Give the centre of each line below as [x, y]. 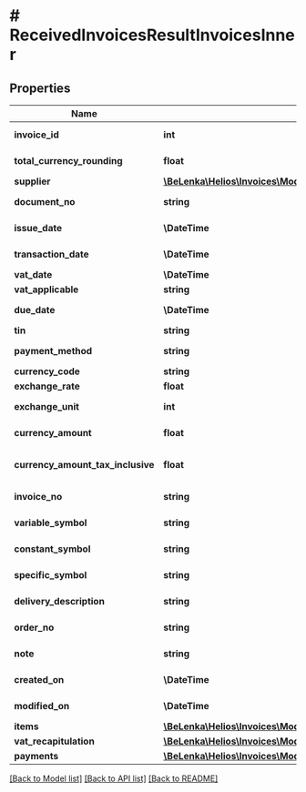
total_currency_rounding [68, 161]
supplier [32, 181]
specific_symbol [51, 575]
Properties [40, 88]
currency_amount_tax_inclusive [84, 465]
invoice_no [38, 497]
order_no [34, 627]
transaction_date [51, 254]
